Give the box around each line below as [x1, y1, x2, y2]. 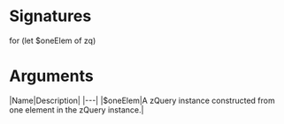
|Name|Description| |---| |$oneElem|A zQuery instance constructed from [9, 95, 276, 106]
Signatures [9, 6, 92, 26]
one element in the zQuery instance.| [9, 104, 144, 115]
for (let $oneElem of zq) [9, 35, 96, 46]
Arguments [9, 66, 95, 86]
